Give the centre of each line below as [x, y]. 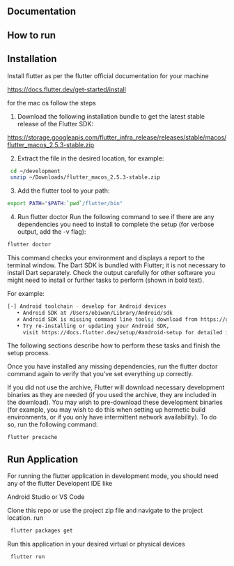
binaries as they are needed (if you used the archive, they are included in [112, 395]
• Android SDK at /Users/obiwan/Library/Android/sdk [94, 313]
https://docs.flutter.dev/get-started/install [67, 89]
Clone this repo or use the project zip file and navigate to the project [105, 511]
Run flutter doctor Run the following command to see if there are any [116, 217]
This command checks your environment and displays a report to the [106, 258]
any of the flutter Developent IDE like [60, 484]
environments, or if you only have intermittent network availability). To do [112, 417]
